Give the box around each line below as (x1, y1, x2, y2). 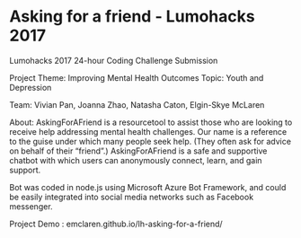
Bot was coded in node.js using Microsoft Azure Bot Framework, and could (9, 181, 287, 192)
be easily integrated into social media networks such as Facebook (9, 191, 254, 202)
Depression (9, 82, 52, 93)
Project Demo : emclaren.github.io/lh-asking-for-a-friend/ (9, 218, 223, 229)
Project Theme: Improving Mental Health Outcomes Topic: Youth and (9, 72, 264, 83)
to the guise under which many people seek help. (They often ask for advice (9, 136, 292, 146)
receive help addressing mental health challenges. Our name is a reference (9, 126, 288, 137)
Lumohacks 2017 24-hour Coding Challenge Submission (9, 55, 218, 66)
